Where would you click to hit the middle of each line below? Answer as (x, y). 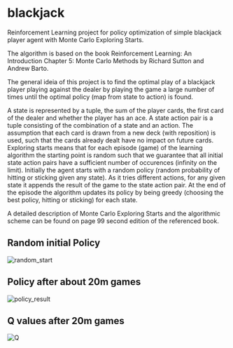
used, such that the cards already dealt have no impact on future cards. (111, 140)
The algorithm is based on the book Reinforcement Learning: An (100, 53)
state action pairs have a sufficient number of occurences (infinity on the (112, 162)
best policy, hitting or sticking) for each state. (72, 200)
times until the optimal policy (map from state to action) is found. (100, 97)
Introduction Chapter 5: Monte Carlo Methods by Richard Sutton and (106, 60)
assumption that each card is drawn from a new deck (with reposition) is (112, 133)
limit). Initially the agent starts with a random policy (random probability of (114, 170)
